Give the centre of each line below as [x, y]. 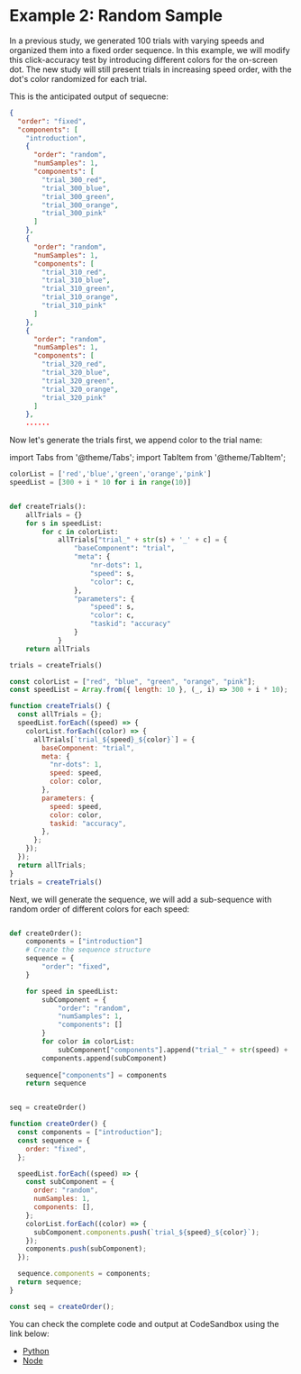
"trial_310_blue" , [76, 280]
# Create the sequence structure [88, 950]
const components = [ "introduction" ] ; [91, 1133]
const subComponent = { [70, 1182]
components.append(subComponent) [105, 1058]
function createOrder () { [58, 1124]
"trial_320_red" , [74, 364]
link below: [29, 1333]
